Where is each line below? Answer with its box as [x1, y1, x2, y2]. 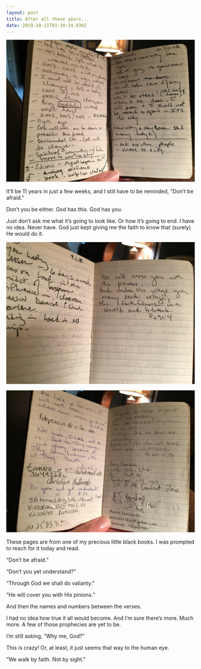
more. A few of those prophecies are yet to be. [6, 621, 121, 628]
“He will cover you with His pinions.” [6, 592, 96, 599]
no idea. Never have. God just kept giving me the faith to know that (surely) [6, 224, 191, 231]
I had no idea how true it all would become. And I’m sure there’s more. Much [6, 614, 194, 622]
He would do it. [6, 230, 44, 237]
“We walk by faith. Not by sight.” [6, 656, 86, 663]
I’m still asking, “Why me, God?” [6, 632, 85, 640]
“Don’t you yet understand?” [6, 568, 77, 575]
